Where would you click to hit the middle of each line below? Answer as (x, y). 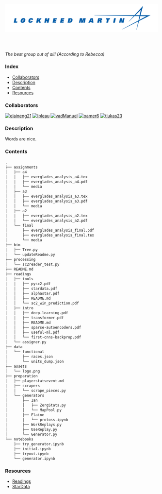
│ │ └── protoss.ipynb (37, 420)
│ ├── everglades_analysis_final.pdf (50, 230)
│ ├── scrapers (23, 386)
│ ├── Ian (21, 400)
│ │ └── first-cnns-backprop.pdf (43, 337)
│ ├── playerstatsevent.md (34, 381)
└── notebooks (19, 439)
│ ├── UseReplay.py (31, 429)
